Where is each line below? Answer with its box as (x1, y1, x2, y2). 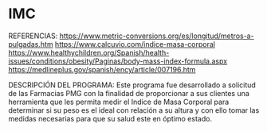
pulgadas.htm (8, 39, 53, 48)
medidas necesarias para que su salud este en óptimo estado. (8, 114, 213, 123)
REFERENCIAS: (8, 31, 58, 40)
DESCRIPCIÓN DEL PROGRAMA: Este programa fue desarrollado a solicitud (8, 80, 257, 90)
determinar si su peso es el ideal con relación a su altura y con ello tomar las (8, 105, 260, 115)
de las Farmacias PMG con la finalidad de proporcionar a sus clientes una (8, 88, 249, 98)
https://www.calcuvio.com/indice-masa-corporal (54, 39, 215, 48)
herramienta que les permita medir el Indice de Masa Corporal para (8, 97, 230, 106)
